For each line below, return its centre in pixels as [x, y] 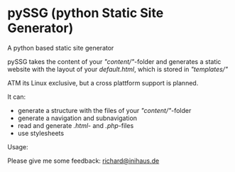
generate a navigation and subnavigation [77, 118]
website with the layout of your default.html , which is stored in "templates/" [118, 69]
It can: [17, 97]
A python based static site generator [61, 48]
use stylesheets [41, 133]
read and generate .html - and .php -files [76, 125]
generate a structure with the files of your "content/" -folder [104, 110]
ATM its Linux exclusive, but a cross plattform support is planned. [103, 82]
